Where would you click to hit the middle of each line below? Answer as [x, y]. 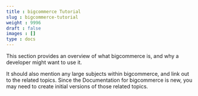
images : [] [21, 34]
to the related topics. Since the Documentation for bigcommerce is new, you [99, 80]
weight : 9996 [24, 23]
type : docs [21, 39]
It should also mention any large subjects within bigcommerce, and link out [98, 74]
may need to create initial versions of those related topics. [77, 86]
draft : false [24, 28]
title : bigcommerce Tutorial [44, 12]
